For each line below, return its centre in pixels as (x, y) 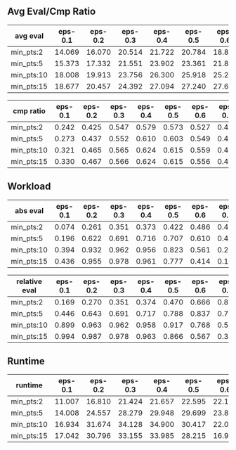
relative (29, 281)
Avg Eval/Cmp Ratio (52, 12)
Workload (29, 187)
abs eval (29, 210)
